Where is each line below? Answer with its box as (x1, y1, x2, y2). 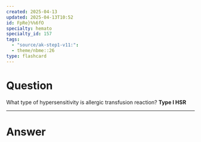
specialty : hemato (6, 25, 52, 32)
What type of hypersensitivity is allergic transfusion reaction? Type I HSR (6, 98, 187, 106)
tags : (6, 36, 20, 42)
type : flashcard (6, 53, 47, 59)
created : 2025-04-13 (6, 8, 58, 15)
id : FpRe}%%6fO (6, 20, 44, 26)
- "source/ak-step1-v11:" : (11, 42, 79, 48)
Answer (6, 125, 46, 138)
